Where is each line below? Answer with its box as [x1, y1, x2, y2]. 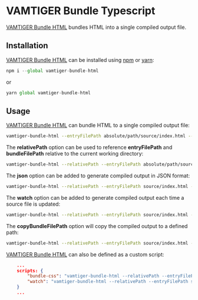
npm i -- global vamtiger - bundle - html [6, 68, 99, 74]
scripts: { [16, 268, 44, 273]
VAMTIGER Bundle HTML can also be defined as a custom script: [6, 250, 164, 258]
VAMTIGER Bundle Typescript [6, 4, 156, 18]
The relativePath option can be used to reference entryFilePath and [6, 144, 173, 151]
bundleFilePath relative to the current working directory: [6, 150, 144, 157]
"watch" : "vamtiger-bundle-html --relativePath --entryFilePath [27, 279, 189, 285]
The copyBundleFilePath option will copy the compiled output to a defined [6, 222, 188, 229]
